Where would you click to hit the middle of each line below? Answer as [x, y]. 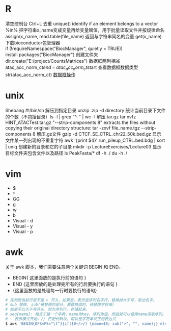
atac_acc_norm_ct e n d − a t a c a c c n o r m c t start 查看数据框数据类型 [72, 68]
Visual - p [23, 231]
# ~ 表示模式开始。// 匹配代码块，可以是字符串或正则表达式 [61, 319]
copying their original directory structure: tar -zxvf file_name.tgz [73, 128]
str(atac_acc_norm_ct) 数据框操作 [40, 74]
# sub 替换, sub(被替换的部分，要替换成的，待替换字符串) [60, 305]
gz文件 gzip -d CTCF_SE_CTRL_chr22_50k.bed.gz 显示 [104, 134]
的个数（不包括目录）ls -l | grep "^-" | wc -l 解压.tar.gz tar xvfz [71, 117]
